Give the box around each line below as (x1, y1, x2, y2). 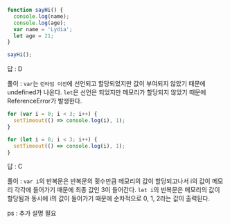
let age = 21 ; (13, 32, 54, 40)
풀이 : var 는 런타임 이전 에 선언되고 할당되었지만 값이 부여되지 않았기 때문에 (7, 80, 206, 88)
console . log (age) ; (13, 19, 67, 26)
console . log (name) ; (13, 12, 70, 20)
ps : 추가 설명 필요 (7, 209, 57, 218)
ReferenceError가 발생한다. (7, 97, 82, 105)
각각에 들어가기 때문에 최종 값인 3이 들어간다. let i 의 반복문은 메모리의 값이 (14, 186, 220, 194)
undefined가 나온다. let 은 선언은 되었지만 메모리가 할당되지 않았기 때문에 (7, 88, 206, 96)
